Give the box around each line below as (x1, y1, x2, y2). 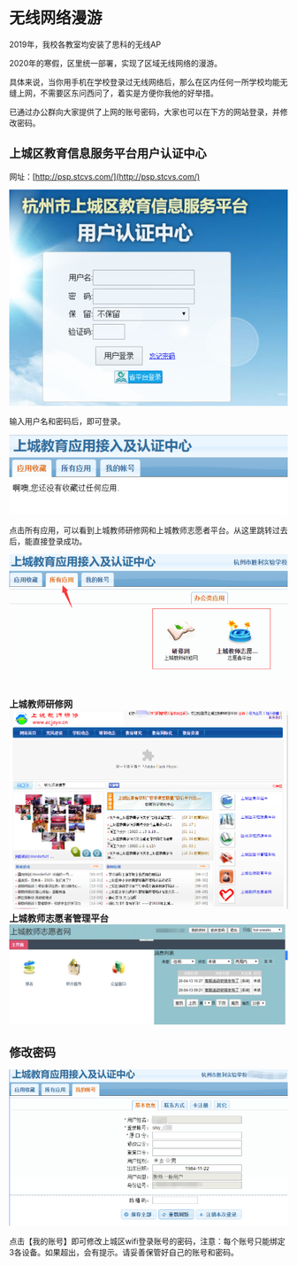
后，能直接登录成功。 (9, 537, 87, 547)
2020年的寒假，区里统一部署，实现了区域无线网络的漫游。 (9, 58, 223, 68)
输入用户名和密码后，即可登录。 (9, 416, 126, 427)
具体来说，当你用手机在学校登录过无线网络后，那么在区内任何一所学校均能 (9, 76, 280, 87)
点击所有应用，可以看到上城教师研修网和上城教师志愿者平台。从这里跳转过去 (9, 525, 288, 536)
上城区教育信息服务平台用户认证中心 (9, 146, 207, 161)
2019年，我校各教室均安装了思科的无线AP (9, 39, 162, 50)
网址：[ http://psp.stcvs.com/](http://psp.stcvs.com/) (9, 171, 201, 181)
